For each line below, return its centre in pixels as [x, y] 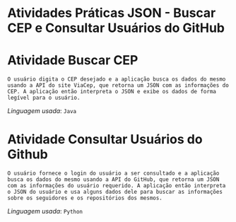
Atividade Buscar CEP [73, 60]
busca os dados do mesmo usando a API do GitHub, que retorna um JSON [113, 180]
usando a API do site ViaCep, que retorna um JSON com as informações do [118, 86]
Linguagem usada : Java [42, 111]
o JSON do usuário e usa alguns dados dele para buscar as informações [115, 192]
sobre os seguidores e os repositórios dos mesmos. [85, 198]
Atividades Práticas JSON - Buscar [112, 13]
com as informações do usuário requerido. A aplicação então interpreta [117, 186]
